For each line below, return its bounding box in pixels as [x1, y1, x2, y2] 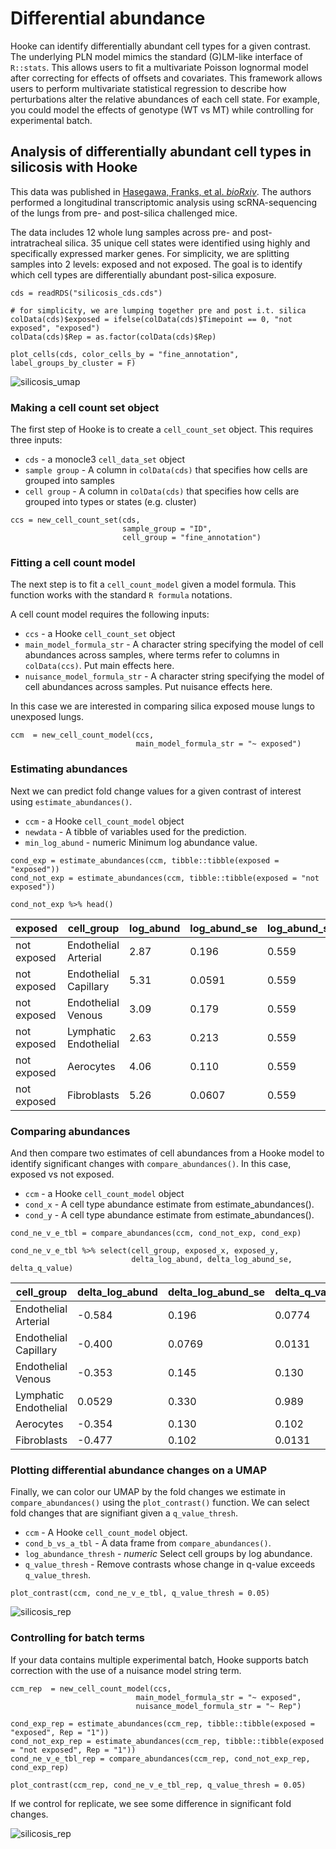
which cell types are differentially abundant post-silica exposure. [10, 268, 277, 281]
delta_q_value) [10, 1263, 74, 1273]
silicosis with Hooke [10, 159, 138, 176]
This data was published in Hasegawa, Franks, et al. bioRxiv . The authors [10, 185, 312, 197]
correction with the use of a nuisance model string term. [10, 1664, 242, 1676]
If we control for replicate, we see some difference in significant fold [10, 1797, 292, 1809]
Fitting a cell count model [10, 555, 136, 569]
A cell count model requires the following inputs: [10, 608, 210, 621]
